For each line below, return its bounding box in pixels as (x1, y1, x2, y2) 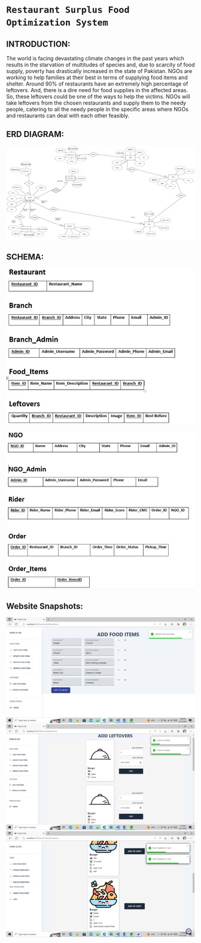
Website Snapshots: (6, 601, 84, 611)
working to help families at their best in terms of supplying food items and (6, 74, 188, 81)
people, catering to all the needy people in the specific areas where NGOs (6, 106, 189, 112)
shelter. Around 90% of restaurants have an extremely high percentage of (6, 80, 188, 87)
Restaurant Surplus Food (6, 4, 130, 16)
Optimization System (6, 17, 109, 29)
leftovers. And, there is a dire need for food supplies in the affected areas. (6, 87, 188, 93)
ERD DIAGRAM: (6, 129, 65, 139)
